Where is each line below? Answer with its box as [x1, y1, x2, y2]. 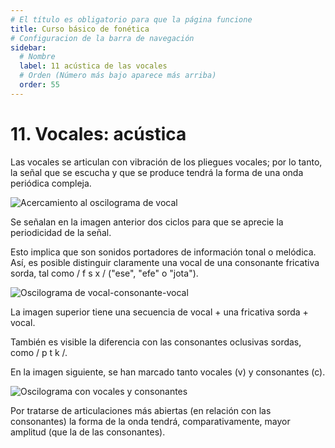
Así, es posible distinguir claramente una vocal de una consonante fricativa [10, 256, 320, 268]
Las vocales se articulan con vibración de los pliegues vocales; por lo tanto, [10, 156, 323, 168]
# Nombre [19, 52, 56, 62]
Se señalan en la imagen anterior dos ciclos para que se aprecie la [10, 216, 284, 228]
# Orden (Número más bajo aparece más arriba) [19, 71, 217, 81]
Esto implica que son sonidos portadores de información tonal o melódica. [10, 246, 317, 258]
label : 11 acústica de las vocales [19, 61, 168, 71]
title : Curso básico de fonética [10, 24, 150, 34]
